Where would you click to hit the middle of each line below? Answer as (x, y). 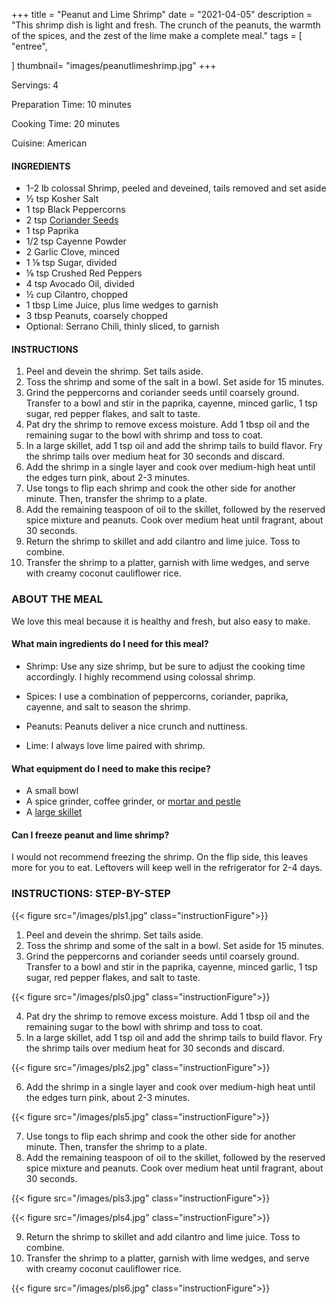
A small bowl (52, 791)
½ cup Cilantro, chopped (77, 295)
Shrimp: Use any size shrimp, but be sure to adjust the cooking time (165, 666)
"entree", (29, 46)
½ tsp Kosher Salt (62, 199)
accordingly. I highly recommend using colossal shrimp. (140, 676)
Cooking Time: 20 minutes (66, 123)
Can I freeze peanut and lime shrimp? (90, 835)
